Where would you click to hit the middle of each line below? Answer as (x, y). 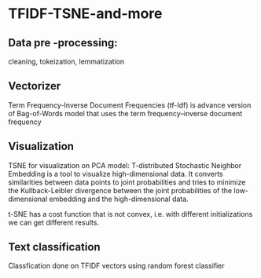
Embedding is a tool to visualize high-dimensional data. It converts (116, 174)
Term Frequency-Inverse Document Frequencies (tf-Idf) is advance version (130, 105)
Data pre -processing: (63, 43)
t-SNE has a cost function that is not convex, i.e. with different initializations (130, 214)
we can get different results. (54, 222)
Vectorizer (35, 86)
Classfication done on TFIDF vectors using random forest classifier (117, 266)
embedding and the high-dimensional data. (119, 199)
